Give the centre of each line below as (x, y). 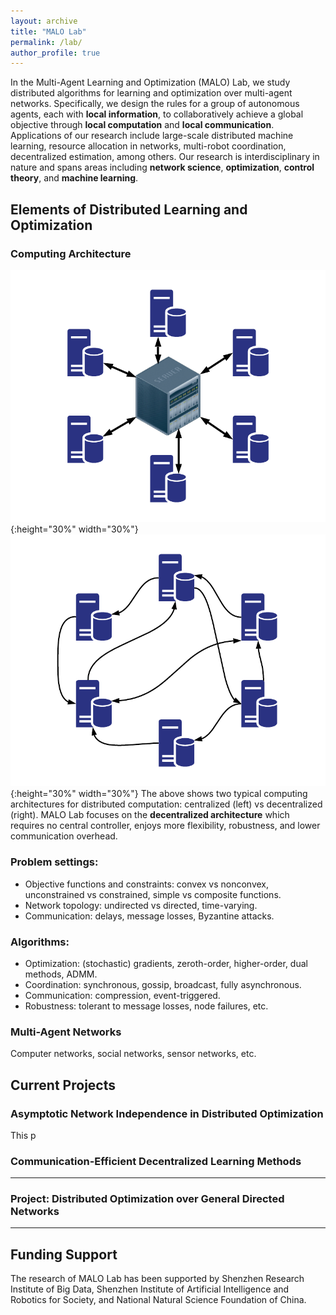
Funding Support (64, 1254)
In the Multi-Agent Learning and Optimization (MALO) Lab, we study (150, 82)
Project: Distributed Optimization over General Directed (147, 1199)
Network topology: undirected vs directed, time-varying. (141, 905)
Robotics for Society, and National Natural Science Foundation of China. (158, 1300)
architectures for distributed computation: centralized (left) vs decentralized (166, 804)
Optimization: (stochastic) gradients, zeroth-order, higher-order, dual (166, 963)
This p (23, 1135)
